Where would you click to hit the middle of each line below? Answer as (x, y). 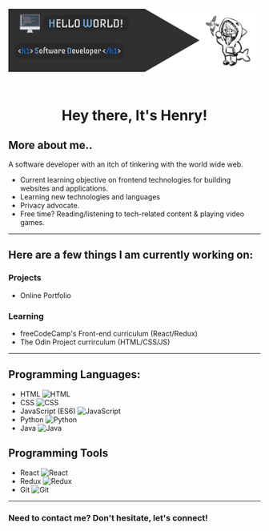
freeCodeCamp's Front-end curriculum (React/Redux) (109, 333)
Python (32, 419)
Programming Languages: (74, 374)
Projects (25, 278)
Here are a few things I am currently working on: (131, 255)
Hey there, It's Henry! (134, 116)
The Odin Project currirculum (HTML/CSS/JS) (95, 342)
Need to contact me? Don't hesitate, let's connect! (108, 517)
